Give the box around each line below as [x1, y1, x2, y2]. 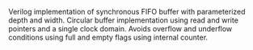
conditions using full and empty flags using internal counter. [8, 32, 209, 42]
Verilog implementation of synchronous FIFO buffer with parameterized [8, 7, 246, 16]
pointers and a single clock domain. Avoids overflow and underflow [8, 24, 233, 33]
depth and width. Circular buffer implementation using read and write [8, 15, 238, 25]
